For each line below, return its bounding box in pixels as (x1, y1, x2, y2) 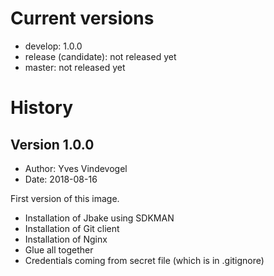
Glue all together (24, 243, 94, 256)
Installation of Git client (24, 222, 120, 234)
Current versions (10, 7, 155, 30)
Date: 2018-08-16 (24, 173, 98, 185)
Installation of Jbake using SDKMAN (24, 212, 175, 224)
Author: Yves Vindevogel (24, 162, 128, 174)
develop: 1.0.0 (24, 40, 83, 52)
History (10, 97, 74, 119)
